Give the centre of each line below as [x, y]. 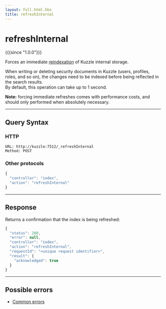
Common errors [28, 302]
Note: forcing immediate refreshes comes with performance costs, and [78, 97]
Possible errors [29, 290]
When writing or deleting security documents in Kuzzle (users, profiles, [78, 72]
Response [21, 207]
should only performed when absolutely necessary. [57, 102]
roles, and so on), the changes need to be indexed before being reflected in [82, 77]
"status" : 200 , [25, 233]
